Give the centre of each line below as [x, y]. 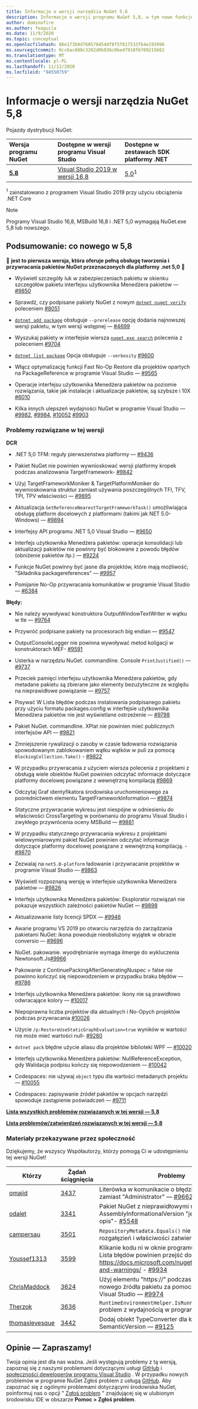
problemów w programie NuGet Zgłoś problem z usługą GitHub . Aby [89, 1381]
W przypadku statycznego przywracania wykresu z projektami [90, 833]
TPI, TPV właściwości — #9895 [53, 496]
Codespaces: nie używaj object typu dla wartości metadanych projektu [101, 1076]
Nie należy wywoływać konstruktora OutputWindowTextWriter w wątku [101, 613]
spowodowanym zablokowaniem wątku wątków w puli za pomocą [95, 750]
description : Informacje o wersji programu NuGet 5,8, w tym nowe [89, 17]
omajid [19, 1193]
